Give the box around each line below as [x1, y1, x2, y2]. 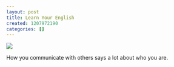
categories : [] [6, 26, 45, 32]
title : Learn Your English [6, 15, 75, 21]
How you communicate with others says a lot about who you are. [6, 54, 169, 62]
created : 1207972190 [6, 20, 59, 26]
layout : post [6, 9, 39, 15]
